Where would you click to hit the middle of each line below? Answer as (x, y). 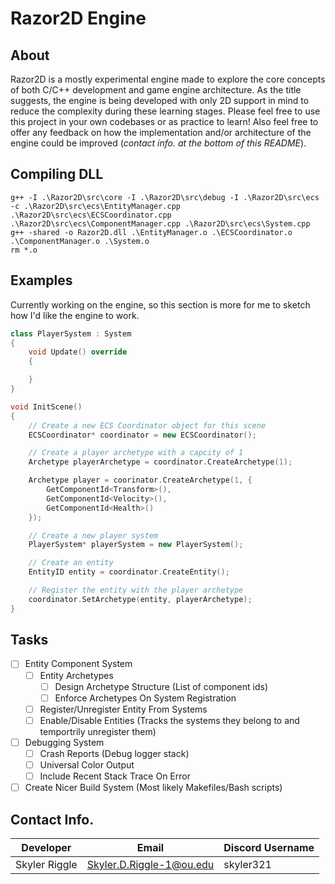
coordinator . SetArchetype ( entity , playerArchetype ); (140, 599)
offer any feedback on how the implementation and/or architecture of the (161, 132)
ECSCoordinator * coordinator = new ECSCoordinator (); (142, 435)
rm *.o (24, 250)
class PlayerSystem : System (71, 333)
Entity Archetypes (76, 675)
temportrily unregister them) (98, 731)
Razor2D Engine (78, 18)
